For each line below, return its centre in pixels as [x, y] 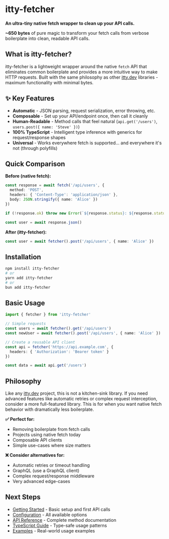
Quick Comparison [35, 164]
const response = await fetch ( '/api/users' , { [55, 185]
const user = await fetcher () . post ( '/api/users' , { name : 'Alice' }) [80, 241]
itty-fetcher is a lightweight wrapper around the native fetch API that [76, 66]
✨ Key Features [30, 99]
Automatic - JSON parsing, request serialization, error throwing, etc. [84, 111]
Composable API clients [37, 440]
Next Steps [23, 497]
